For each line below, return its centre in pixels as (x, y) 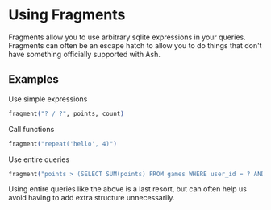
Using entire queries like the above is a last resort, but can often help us (128, 189)
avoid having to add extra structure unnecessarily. (92, 198)
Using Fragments (67, 15)
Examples (33, 79)
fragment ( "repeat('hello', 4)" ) (63, 144)
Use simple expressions (48, 99)
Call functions (31, 129)
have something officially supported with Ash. (85, 54)
